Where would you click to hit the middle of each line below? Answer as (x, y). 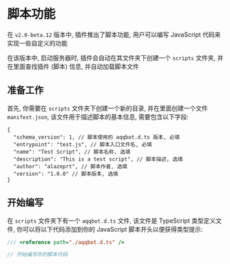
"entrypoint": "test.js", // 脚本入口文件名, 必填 (83, 144)
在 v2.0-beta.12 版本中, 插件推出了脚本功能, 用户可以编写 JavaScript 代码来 (114, 34)
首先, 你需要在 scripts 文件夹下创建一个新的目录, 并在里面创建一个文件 (107, 108)
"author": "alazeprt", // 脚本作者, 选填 (70, 166)
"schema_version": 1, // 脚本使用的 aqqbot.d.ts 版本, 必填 (97, 137)
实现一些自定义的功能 (37, 43)
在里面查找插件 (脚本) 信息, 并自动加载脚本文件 (73, 66)
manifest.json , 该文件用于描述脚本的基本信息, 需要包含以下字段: (98, 116)
